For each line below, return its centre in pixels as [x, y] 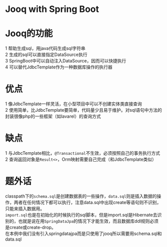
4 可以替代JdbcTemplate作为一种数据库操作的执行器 [59, 67]
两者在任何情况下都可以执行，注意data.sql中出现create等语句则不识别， [87, 202]
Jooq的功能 [29, 34]
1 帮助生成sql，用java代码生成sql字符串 [45, 48]
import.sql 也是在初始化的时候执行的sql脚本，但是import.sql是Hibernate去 [81, 215]
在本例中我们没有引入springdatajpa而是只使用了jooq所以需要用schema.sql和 [83, 234]
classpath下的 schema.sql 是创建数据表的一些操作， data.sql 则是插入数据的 [81, 196]
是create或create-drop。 [31, 227]
